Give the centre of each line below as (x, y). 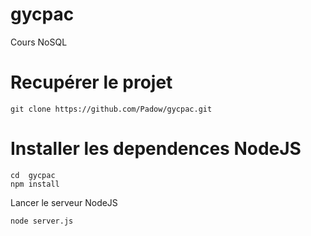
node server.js (42, 221)
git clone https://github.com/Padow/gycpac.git (111, 109)
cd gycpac (33, 175)
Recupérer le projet (91, 82)
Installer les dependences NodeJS (156, 149)
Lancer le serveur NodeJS (64, 202)
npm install (35, 184)
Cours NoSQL (39, 42)
